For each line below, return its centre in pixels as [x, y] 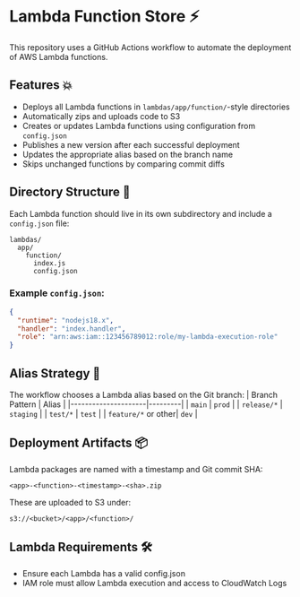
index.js [49, 263]
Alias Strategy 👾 [55, 373]
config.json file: [39, 223]
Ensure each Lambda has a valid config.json [104, 573]
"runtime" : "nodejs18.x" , [66, 320]
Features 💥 [41, 85]
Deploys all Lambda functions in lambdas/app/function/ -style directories [156, 107]
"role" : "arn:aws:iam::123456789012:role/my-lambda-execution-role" [148, 337]
